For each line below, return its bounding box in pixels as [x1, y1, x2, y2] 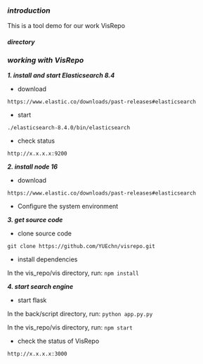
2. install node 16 [7, 162, 58, 171]
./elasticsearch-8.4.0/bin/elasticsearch [7, 124, 131, 131]
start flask [17, 296, 47, 304]
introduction [7, 6, 51, 15]
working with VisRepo [7, 55, 84, 65]
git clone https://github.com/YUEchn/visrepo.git [7, 243, 156, 250]
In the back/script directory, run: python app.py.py [7, 310, 153, 318]
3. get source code [7, 216, 63, 224]
